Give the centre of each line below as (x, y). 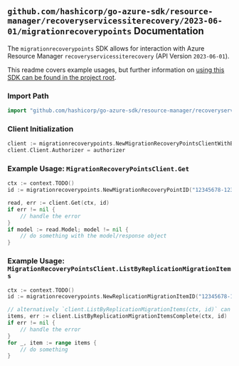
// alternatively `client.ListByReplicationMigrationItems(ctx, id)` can (119, 310)
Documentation (169, 31)
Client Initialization (41, 128)
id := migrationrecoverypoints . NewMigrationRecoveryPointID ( (100, 190)
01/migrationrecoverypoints (70, 32)
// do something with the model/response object (94, 236)
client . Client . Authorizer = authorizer (67, 151)
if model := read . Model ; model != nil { (68, 229)
